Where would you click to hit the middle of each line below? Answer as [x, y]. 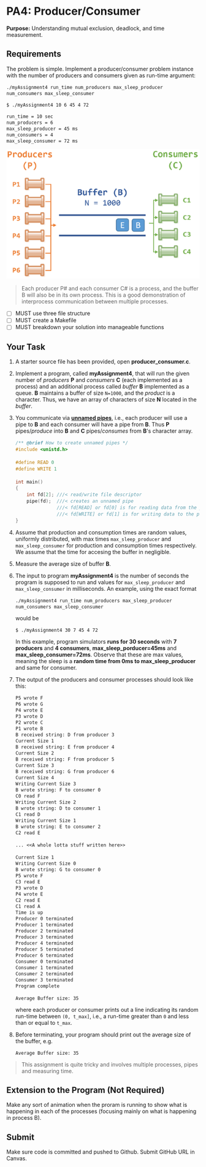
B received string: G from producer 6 [65, 771]
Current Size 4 [35, 777]
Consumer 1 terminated [44, 967]
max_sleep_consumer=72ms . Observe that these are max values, [99, 655]
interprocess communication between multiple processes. [95, 302]
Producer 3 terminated [44, 937]
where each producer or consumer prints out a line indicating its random [107, 1009]
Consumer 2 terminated [44, 974]
